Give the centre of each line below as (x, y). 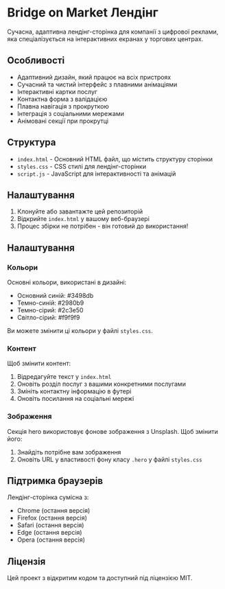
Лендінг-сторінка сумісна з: (48, 497)
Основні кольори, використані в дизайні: (67, 282)
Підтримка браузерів (55, 481)
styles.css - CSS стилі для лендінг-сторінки (81, 166)
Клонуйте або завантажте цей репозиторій (80, 211)
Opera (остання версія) (51, 540)
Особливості (36, 61)
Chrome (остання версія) (54, 511)
